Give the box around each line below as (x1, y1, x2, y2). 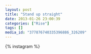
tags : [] (5, 26, 23, 30)
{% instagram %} (5, 44, 40, 49)
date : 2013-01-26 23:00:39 (5, 16, 61, 21)
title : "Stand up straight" (5, 12, 63, 17)
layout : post (5, 7, 32, 12)
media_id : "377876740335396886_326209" (5, 30, 87, 35)
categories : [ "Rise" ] (5, 21, 50, 26)
